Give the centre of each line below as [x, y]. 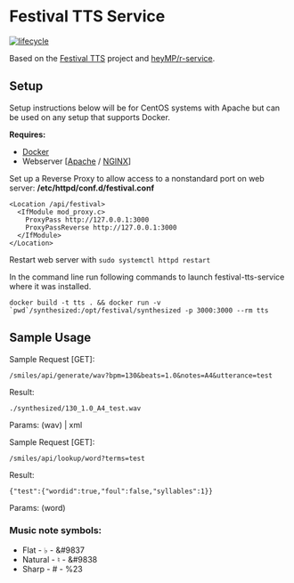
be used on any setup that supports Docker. [90, 117]
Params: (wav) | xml [46, 425]
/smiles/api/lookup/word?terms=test [77, 458]
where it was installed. [50, 286]
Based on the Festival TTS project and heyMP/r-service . [112, 58]
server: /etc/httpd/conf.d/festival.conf [82, 188]
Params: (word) [37, 507]
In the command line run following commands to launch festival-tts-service [147, 277]
